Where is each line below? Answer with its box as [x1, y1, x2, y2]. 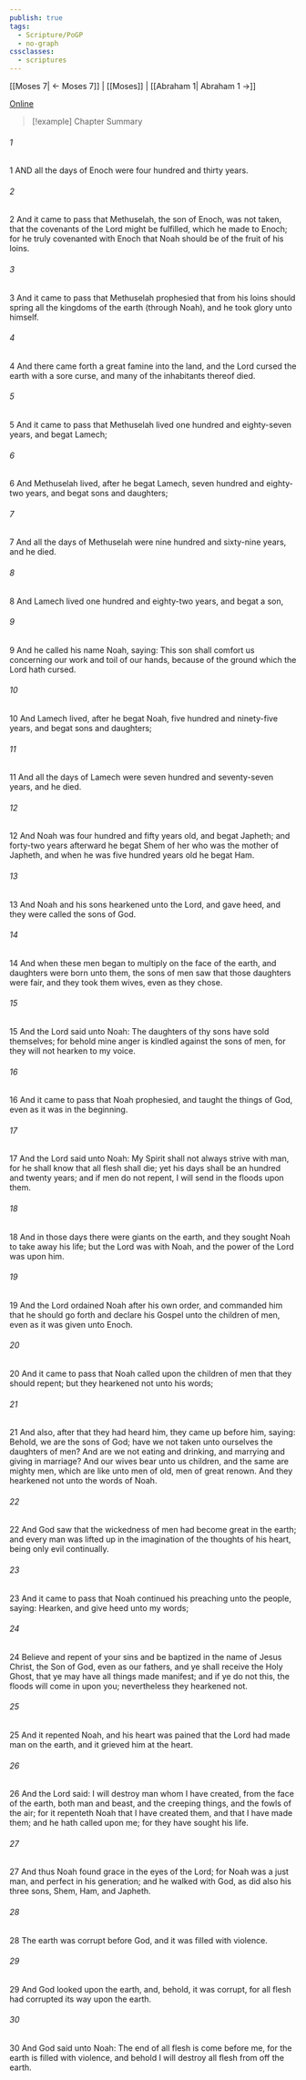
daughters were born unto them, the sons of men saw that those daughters [9, 967, 291, 978]
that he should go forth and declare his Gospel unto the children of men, [9, 1309, 280, 1320]
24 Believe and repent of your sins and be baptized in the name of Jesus [9, 1651, 282, 1662]
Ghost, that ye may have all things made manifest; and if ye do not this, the [9, 1670, 290, 1681]
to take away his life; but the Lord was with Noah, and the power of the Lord [9, 1240, 294, 1252]
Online [9, 98, 35, 109]
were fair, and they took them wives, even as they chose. [9, 976, 223, 988]
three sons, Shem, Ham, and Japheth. [9, 1886, 152, 1897]
